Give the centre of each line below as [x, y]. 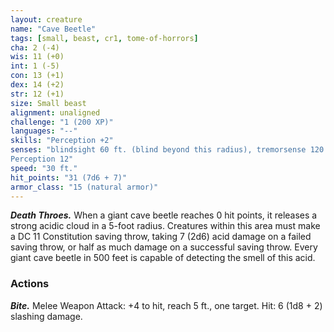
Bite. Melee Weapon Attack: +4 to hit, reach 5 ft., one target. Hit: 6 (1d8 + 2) [166, 305]
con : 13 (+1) [37, 76]
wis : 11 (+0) [37, 57]
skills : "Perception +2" [62, 141]
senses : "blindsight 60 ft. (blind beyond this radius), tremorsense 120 [167, 150]
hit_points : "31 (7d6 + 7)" [69, 177]
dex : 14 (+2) [37, 85]
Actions [30, 284]
